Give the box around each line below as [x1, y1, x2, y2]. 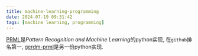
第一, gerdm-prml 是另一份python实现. [11, 43, 103, 50]
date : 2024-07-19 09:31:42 [6, 14, 73, 20]
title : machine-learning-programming [6, 8, 99, 15]
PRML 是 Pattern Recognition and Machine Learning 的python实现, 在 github [6, 36, 187, 43]
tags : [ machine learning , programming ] [6, 19, 105, 25]
